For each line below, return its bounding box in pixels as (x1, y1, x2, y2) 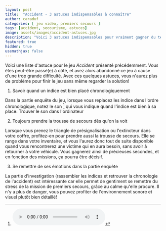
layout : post (5, 7, 32, 12)
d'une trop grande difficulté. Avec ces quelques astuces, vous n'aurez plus (5, 73, 158, 79)
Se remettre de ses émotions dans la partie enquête (12, 164, 118, 170)
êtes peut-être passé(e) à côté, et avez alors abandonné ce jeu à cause (5, 67, 151, 73)
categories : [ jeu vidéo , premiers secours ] (5, 21, 100, 26)
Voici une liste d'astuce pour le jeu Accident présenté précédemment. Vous (5, 62, 159, 68)
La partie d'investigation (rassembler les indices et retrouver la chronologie (5, 173, 158, 179)
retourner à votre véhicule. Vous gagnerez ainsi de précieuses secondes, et (5, 149, 159, 155)
